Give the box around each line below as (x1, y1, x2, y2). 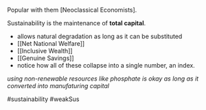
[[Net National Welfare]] (16, 40, 85, 47)
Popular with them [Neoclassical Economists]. (7, 6, 137, 14)
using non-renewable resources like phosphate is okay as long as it (7, 74, 199, 83)
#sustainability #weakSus (7, 95, 80, 103)
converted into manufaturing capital (7, 82, 110, 90)
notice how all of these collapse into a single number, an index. (16, 61, 196, 69)
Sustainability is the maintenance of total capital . (7, 19, 146, 27)
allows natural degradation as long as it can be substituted (16, 32, 183, 40)
